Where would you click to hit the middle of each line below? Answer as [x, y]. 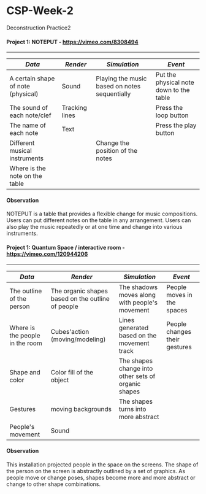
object [60, 380]
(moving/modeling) [78, 339]
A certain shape [32, 79]
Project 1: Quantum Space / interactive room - [66, 247]
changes [179, 331]
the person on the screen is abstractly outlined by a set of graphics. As [96, 471]
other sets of [137, 376]
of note [20, 87]
